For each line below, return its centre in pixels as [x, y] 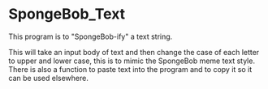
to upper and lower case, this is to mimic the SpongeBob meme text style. [132, 61]
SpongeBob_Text [67, 14]
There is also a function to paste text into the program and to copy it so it [130, 69]
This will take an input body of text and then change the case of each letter [134, 52]
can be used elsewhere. [49, 78]
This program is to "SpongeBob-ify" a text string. [91, 36]
